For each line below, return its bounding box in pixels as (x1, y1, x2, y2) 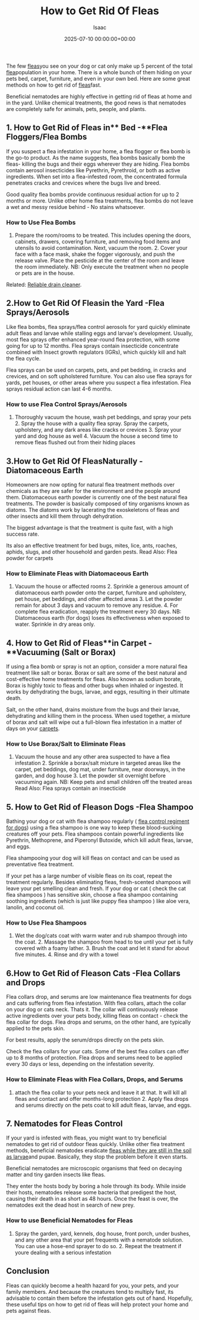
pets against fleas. (6, 1307, 52, 1314)
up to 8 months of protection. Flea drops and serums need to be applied (6, 1054, 183, 1061)
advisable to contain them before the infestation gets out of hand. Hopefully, (6, 1294, 193, 1302)
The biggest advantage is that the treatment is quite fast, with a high (6, 524, 173, 531)
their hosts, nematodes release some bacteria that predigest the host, (6, 1189, 177, 1196)
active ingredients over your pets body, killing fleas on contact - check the (6, 1012, 188, 1020)
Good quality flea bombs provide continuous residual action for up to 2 (6, 191, 179, 198)
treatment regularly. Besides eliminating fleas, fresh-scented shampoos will (6, 879, 191, 886)
